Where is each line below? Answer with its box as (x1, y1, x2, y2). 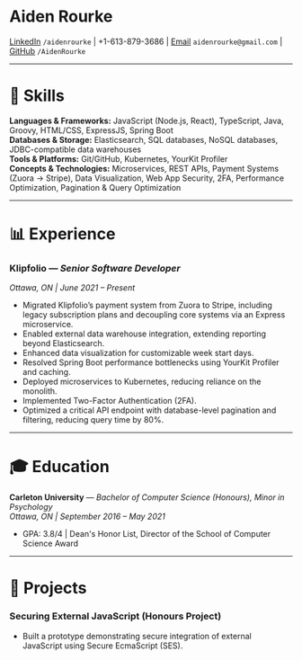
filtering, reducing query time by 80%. (22, 415, 164, 425)
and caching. (22, 367, 71, 378)
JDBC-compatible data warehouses (9, 144, 142, 155)
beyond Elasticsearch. (22, 338, 105, 349)
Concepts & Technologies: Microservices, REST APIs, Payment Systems (9, 163, 280, 174)
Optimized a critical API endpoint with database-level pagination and (22, 405, 277, 415)
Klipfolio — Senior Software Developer (9, 262, 182, 274)
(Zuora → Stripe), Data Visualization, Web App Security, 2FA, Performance (9, 173, 285, 183)
